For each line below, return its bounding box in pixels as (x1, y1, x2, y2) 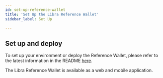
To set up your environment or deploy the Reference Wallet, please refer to (5, 53, 158, 59)
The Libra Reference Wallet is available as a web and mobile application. (5, 68, 153, 74)
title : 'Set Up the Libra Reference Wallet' (5, 12, 99, 17)
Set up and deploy (5, 39, 63, 48)
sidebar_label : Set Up (5, 16, 52, 21)
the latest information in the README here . (5, 58, 93, 64)
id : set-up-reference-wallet (5, 7, 66, 12)
